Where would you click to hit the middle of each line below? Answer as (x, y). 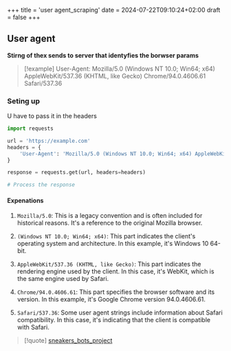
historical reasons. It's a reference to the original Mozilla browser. (110, 223)
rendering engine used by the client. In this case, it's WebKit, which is (115, 271)
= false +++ (24, 17)
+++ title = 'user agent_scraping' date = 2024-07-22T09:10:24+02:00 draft (114, 10)
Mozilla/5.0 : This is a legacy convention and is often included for (110, 216)
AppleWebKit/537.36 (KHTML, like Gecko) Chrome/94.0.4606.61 (115, 76)
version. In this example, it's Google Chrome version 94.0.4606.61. (111, 299)
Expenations (25, 200)
